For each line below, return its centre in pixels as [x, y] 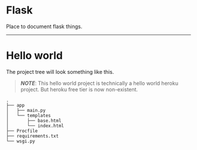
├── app [16, 105]
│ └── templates [28, 115]
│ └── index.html [35, 126]
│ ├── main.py [26, 110]
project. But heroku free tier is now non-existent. [79, 89]
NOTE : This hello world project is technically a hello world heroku [99, 83]
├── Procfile [22, 131]
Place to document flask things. [44, 26]
